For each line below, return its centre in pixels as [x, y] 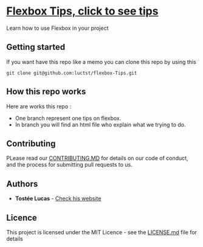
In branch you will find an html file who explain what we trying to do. [100, 124]
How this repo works [46, 92]
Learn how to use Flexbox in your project [57, 28]
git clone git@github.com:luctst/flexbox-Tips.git [72, 73]
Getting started [36, 47]
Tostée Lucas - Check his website [58, 198]
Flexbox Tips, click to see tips [82, 11]
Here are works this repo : [39, 106]
